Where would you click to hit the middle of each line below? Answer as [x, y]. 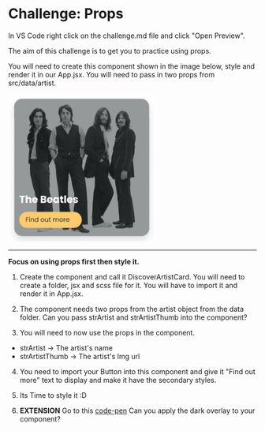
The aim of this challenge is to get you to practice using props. [110, 51]
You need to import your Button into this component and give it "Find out [138, 372]
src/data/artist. [32, 83]
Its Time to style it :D [53, 395]
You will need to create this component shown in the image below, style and [131, 66]
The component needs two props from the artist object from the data [132, 309]
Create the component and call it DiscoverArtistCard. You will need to [132, 277]
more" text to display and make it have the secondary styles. [118, 380]
